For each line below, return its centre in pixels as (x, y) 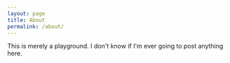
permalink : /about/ (36, 26)
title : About (26, 20)
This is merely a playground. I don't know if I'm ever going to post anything (115, 46)
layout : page (26, 13)
